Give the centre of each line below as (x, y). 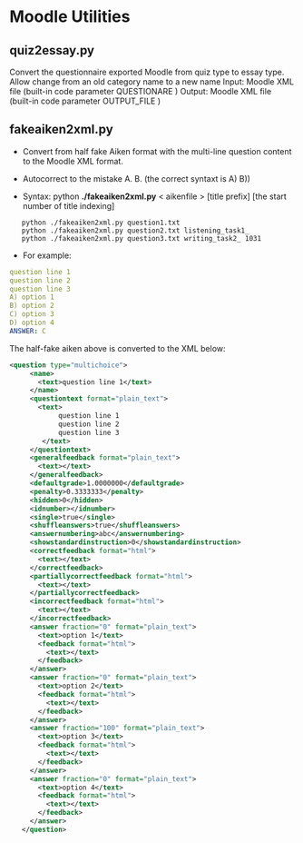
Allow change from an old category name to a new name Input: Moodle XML (152, 82)
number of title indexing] (68, 205)
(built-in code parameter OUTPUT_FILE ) (85, 101)
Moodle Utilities (70, 17)
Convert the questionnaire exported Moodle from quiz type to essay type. (147, 72)
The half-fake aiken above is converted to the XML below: (117, 348)
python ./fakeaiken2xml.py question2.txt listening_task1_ (135, 230)
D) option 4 (32, 323)
